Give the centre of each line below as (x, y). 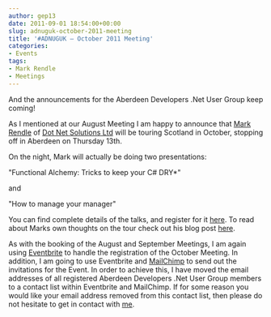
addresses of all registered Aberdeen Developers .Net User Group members (135, 278)
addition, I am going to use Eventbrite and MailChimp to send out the (123, 261)
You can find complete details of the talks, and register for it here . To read (131, 219)
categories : (28, 46)
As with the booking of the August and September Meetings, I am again (127, 243)
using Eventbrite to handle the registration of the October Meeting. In (123, 252)
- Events (23, 54)
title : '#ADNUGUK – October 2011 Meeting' (81, 39)
